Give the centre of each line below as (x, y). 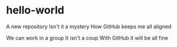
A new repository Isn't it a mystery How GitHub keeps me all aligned (89, 26)
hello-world (35, 10)
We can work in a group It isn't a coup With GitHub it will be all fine (87, 38)
